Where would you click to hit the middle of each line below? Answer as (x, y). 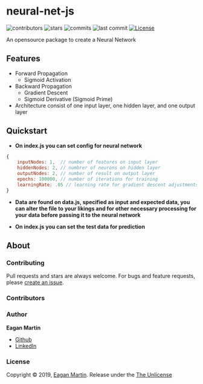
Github (23, 339)
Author (17, 314)
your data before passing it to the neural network (78, 215)
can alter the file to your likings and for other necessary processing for (105, 208)
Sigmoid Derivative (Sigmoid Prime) (68, 99)
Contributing (25, 263)
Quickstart (27, 131)
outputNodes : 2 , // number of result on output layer (86, 174)
